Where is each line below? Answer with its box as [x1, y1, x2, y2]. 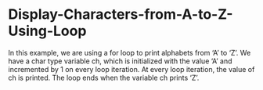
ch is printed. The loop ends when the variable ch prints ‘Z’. [8, 73, 200, 82]
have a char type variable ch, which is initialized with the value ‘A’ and [8, 56, 232, 66]
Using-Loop [8, 22, 87, 40]
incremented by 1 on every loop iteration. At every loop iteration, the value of [8, 64, 255, 74]
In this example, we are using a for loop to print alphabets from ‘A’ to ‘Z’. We [8, 48, 251, 57]
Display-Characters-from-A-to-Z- [8, 5, 233, 23]
